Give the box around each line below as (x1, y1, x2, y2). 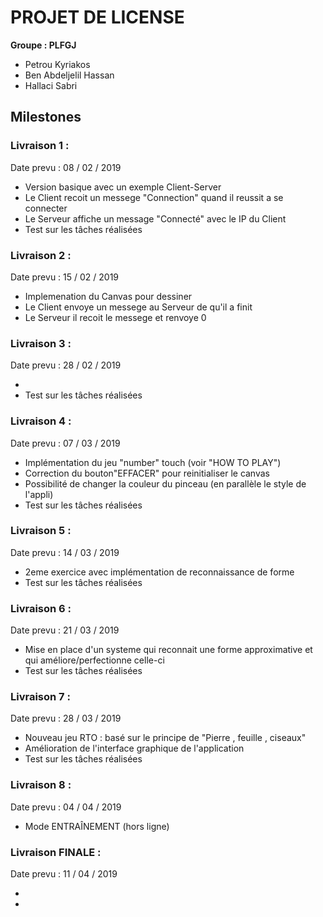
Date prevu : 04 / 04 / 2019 (10, 801, 122, 813)
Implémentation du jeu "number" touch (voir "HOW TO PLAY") (24, 456, 282, 468)
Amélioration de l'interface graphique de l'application (24, 742, 245, 755)
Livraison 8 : (10, 778, 72, 792)
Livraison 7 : (10, 690, 71, 704)
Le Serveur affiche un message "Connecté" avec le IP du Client (24, 212, 287, 225)
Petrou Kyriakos (24, 58, 91, 70)
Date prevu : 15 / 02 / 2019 (10, 271, 120, 283)
